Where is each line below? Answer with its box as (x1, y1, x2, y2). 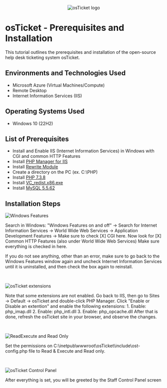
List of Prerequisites (5, 134, 69, 143)
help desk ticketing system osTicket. (5, 54, 80, 60)
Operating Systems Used (5, 107, 85, 116)
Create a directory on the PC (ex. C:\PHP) (12, 169, 98, 175)
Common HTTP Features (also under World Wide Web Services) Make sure (5, 238, 160, 244)
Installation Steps (5, 199, 61, 208)
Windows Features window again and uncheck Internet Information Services (5, 259, 162, 264)
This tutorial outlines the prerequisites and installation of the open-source (5, 49, 156, 55)
